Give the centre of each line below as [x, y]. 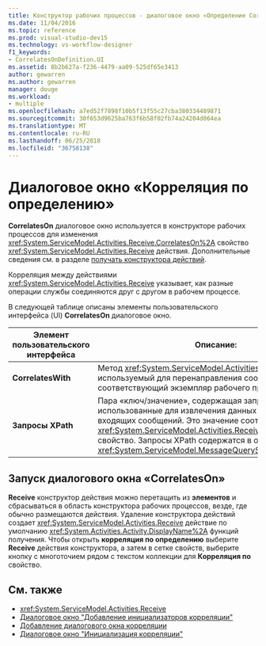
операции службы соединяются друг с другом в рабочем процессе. [125, 292]
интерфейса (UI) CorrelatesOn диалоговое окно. [90, 315]
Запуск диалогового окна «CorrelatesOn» [117, 479]
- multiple [26, 104]
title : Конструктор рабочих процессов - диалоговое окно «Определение [127, 15]
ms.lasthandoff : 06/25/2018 [55, 141]
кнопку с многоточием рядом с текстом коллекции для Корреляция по [129, 557]
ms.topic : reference [42, 30]
